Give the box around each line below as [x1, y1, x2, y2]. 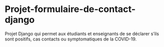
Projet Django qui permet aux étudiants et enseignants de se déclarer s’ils [5, 30, 159, 36]
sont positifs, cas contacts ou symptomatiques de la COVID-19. [5, 36, 137, 42]
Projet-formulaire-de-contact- [5, 3, 136, 15]
